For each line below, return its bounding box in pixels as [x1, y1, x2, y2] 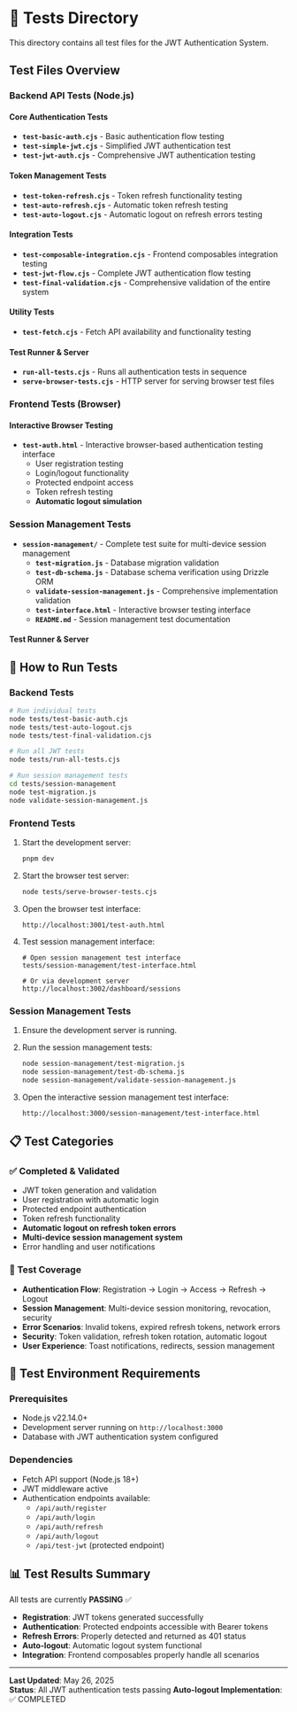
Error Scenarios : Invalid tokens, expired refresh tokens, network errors [21, 1321, 281, 1332]
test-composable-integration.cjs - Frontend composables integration [21, 248, 278, 260]
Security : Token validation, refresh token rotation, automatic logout [21, 1331, 268, 1342]
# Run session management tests [9, 771, 128, 781]
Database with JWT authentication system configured [21, 1431, 219, 1443]
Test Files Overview [9, 63, 121, 78]
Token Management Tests [9, 170, 107, 181]
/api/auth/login [34, 1513, 95, 1522]
